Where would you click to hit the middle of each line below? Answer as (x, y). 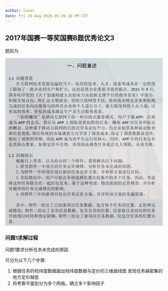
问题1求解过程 (22, 237)
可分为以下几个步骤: (26, 260)
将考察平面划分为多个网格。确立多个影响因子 (58, 283)
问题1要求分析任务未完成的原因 (37, 249)
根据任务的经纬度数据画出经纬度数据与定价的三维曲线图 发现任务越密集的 (87, 270)
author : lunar (20, 10)
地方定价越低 (25, 277)
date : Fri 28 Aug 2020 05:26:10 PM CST (47, 16)
